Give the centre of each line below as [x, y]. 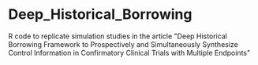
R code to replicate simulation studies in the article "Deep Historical [118, 36]
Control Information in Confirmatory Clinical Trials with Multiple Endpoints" [129, 52]
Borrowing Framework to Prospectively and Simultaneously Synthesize [123, 44]
